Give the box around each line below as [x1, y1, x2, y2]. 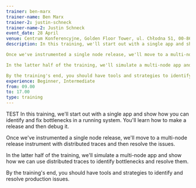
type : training [6, 95, 43, 100]
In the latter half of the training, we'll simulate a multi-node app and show [6, 152, 182, 158]
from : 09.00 [6, 83, 35, 89]
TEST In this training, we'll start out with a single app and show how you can [6, 110, 190, 117]
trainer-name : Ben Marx [6, 14, 64, 20]
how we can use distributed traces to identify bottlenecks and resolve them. [6, 158, 189, 165]
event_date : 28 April [6, 30, 59, 36]
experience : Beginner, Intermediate [6, 78, 95, 84]
